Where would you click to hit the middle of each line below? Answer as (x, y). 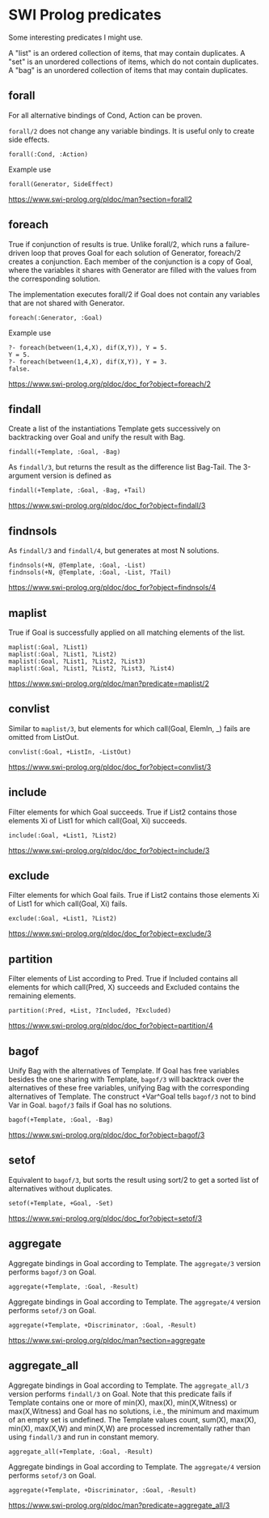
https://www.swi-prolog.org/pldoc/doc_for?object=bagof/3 (107, 1135)
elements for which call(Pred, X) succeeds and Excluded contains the (124, 987)
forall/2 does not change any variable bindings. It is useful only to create (131, 130)
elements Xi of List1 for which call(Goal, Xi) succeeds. (98, 820)
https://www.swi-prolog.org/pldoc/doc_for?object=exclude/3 (110, 933)
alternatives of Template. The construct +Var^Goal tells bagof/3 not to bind (132, 1097)
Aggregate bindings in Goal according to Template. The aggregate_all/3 (128, 1385)
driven (19, 253)
